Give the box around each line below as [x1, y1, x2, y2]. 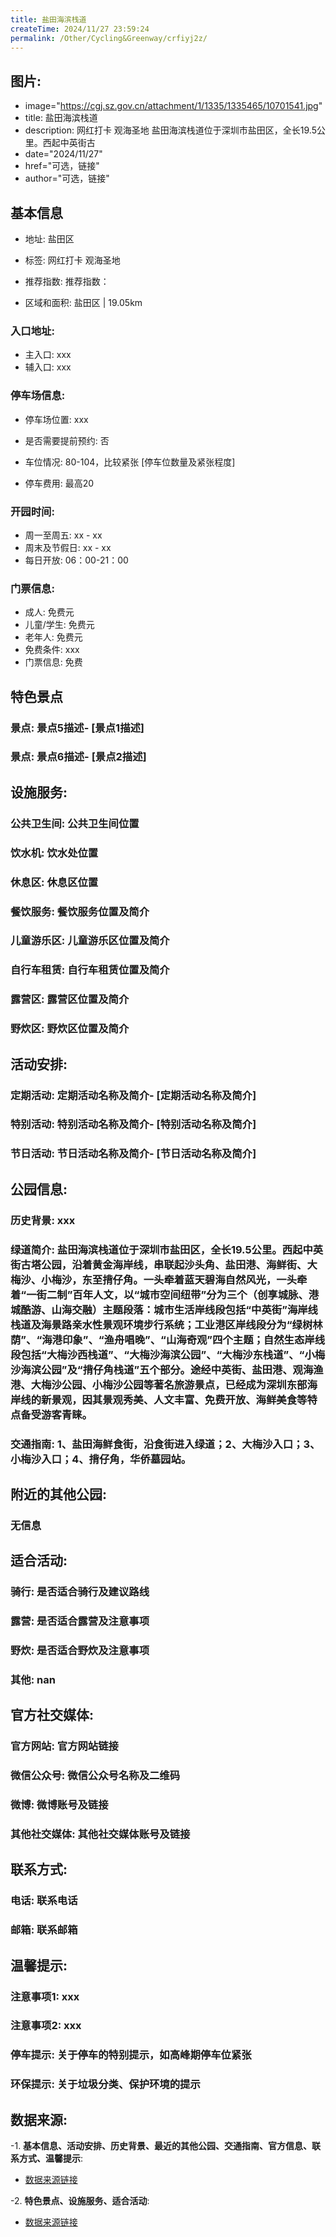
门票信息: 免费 [24, 656, 83, 668]
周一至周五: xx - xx [24, 529, 103, 541]
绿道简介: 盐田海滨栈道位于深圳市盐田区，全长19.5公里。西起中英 [10, 1242, 324, 1256]
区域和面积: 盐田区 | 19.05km [24, 297, 143, 308]
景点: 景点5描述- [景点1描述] [10, 721, 145, 735]
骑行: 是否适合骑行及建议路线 [10, 1585, 150, 1599]
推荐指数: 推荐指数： [24, 276, 110, 287]
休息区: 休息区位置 [10, 875, 99, 889]
